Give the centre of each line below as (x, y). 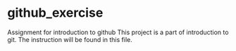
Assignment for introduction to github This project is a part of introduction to (118, 32)
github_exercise (55, 13)
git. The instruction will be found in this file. (70, 39)
